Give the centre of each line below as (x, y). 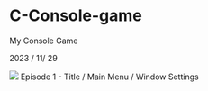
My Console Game (44, 41)
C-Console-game (76, 16)
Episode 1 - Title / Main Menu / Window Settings (110, 77)
